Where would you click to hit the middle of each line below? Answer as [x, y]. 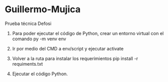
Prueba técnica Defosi [28, 23]
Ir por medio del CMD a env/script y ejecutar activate [68, 48]
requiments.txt [27, 64]
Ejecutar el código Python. [40, 74]
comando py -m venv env [39, 39]
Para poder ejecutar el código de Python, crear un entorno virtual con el [88, 33]
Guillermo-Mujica [43, 9]
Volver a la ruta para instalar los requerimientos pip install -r [75, 58]
